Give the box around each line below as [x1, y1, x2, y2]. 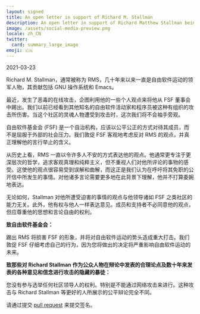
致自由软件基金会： [6, 221, 54, 228]
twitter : [6, 36, 28, 42]
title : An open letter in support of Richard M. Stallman [6, 14, 153, 20]
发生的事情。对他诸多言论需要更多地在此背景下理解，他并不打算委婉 [26, 173, 194, 180]
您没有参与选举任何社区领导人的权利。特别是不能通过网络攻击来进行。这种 [6, 281, 189, 288]
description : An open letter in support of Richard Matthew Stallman [6, 20, 183, 26]
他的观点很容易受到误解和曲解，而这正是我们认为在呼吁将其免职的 [26, 166, 189, 173]
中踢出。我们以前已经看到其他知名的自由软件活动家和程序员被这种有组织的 [6, 103, 189, 111]
